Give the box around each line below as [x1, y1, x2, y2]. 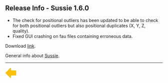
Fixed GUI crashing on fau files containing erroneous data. [12, 33, 133, 39]
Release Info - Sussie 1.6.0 [5, 4, 89, 12]
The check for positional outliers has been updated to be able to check [12, 17, 158, 23]
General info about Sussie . [5, 52, 60, 58]
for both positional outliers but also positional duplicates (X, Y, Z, [12, 22, 146, 28]
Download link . [5, 42, 36, 49]
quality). [12, 27, 30, 34]
